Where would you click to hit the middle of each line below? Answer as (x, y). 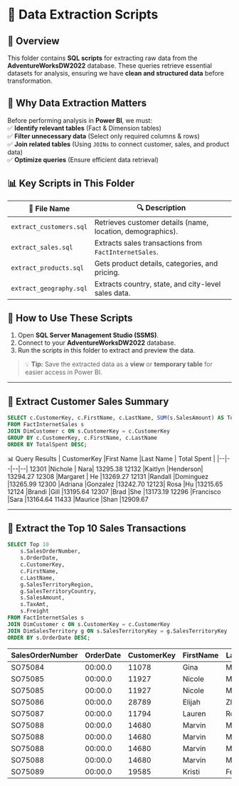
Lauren (194, 713)
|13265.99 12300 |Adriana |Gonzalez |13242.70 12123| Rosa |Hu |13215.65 (115, 484)
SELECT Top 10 (28, 545)
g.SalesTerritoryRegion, (57, 585)
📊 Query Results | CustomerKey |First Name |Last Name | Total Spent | (111, 458)
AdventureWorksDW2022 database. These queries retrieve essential (110, 66)
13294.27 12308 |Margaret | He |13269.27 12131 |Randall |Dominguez (108, 476)
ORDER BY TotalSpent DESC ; (47, 444)
